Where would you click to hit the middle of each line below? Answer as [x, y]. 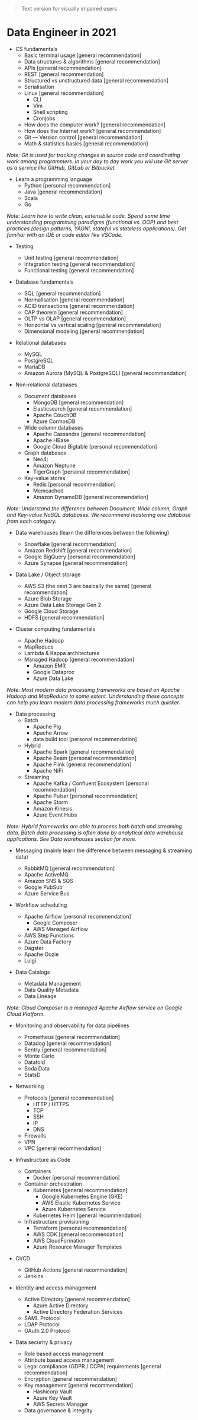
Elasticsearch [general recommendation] [82, 408]
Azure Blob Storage [48, 598]
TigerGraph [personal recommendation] [82, 472]
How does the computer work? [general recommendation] [95, 125]
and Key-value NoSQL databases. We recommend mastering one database [99, 514]
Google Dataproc [54, 672]
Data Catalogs [33, 972]
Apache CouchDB [55, 415]
